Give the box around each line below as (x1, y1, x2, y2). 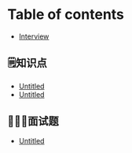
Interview (18, 32, 49, 41)
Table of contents (7, 6, 125, 24)
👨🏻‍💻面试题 (7, 114, 60, 128)
